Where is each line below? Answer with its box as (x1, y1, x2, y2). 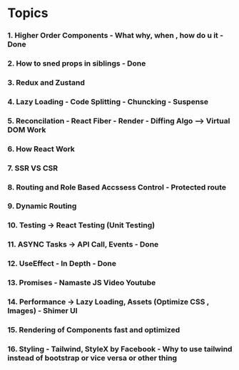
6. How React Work (7, 144, 75, 154)
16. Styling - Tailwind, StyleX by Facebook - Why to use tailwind (7, 344, 233, 354)
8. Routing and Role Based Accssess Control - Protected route (7, 182, 227, 192)
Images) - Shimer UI (7, 306, 78, 316)
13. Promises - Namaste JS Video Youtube (7, 278, 156, 288)
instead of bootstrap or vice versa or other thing (7, 353, 177, 363)
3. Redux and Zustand (7, 77, 86, 87)
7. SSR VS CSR (7, 163, 59, 173)
